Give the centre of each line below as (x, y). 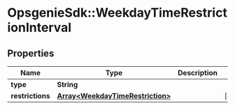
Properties (31, 53)
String (67, 85)
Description (198, 73)
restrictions (30, 96)
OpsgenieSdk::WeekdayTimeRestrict (117, 13)
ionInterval (40, 28)
